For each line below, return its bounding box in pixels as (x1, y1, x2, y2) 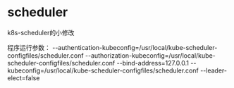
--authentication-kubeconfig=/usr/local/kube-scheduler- (51, 43, 218, 51)
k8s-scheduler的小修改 (7, 28, 75, 37)
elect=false (7, 73, 40, 82)
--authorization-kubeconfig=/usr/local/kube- (85, 51, 216, 60)
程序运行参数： (7, 43, 51, 51)
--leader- (199, 66, 228, 75)
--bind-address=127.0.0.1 (116, 58, 189, 67)
